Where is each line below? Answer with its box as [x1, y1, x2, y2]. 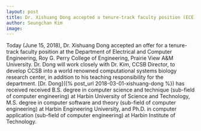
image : [6, 25, 23, 32]
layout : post [6, 8, 39, 15]
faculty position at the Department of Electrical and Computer [20, 48, 172, 56]
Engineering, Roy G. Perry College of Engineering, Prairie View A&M [6, 54, 173, 62]
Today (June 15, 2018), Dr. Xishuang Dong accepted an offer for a [6, 42, 168, 49]
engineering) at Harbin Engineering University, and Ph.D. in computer [6, 105, 177, 112]
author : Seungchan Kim [6, 20, 63, 26]
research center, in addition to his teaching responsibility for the [6, 74, 164, 81]
